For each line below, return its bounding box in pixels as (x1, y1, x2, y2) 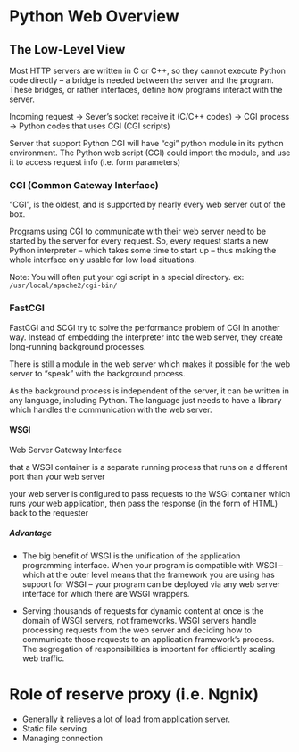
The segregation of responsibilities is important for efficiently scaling (21, 643, 276, 654)
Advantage (9, 528, 52, 539)
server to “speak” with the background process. (9, 368, 186, 378)
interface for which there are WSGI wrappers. (21, 588, 190, 599)
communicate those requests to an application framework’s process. (21, 633, 275, 644)
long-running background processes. (9, 341, 146, 351)
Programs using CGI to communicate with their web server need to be (9, 226, 266, 237)
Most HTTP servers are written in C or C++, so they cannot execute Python (9, 65, 286, 76)
